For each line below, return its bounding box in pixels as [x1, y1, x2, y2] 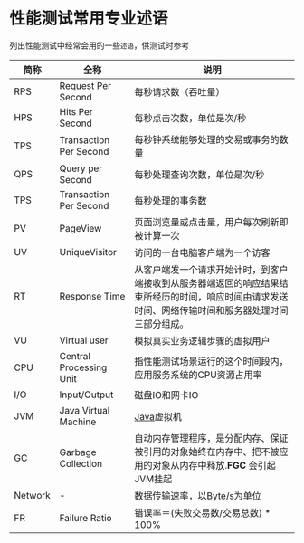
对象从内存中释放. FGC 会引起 [152, 459, 276, 472]
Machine [59, 415, 97, 428]
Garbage [59, 445, 97, 458]
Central [59, 349, 90, 362]
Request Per [59, 79, 111, 91]
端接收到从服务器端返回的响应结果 [134, 277, 280, 290]
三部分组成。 [134, 318, 189, 330]
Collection [59, 457, 102, 470]
